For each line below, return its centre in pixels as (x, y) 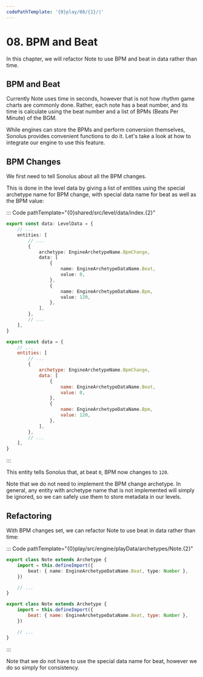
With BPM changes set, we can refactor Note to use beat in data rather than (101, 530)
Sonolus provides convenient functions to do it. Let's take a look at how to (99, 136)
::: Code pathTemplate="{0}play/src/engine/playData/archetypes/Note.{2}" (100, 549)
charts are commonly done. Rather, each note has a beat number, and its (97, 105)
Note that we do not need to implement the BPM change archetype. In (94, 484)
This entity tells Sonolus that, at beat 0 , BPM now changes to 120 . (88, 472)
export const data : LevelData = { (50, 224)
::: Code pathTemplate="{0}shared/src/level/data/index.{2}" (81, 213)
